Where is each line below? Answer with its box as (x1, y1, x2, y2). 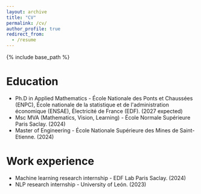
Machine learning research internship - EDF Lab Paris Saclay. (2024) (14, 174, 186, 181)
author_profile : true (6, 25, 61, 32)
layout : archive (6, 8, 47, 15)
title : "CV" (6, 15, 36, 21)
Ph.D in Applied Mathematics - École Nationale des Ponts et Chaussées (14, 94, 193, 102)
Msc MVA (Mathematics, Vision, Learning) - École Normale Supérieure (14, 114, 191, 121)
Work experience (6, 155, 95, 168)
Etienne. (14, 133, 36, 140)
